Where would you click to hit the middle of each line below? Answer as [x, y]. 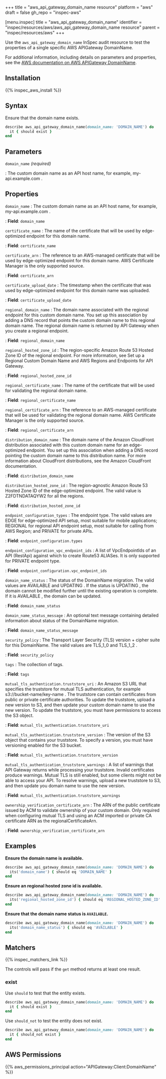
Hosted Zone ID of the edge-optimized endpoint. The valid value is [73, 490]
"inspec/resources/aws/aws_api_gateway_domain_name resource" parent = [83, 27]
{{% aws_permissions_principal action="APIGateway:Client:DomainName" [81, 1067]
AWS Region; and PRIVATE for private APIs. [49, 531]
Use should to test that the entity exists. [45, 993]
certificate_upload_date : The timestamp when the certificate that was [78, 285]
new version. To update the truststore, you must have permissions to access [83, 710]
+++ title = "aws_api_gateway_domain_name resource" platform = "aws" [79, 7]
